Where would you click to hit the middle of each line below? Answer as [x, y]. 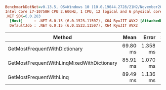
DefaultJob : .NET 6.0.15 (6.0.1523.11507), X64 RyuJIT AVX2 [74, 25]
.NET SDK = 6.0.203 [23, 16]
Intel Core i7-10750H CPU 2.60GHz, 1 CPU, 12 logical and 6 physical [78, 11]
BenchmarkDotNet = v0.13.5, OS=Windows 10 [47, 7]
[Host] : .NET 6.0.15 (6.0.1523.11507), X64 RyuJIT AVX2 [74, 21]
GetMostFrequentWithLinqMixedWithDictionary [62, 63]
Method [62, 38]
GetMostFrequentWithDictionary [45, 49]
